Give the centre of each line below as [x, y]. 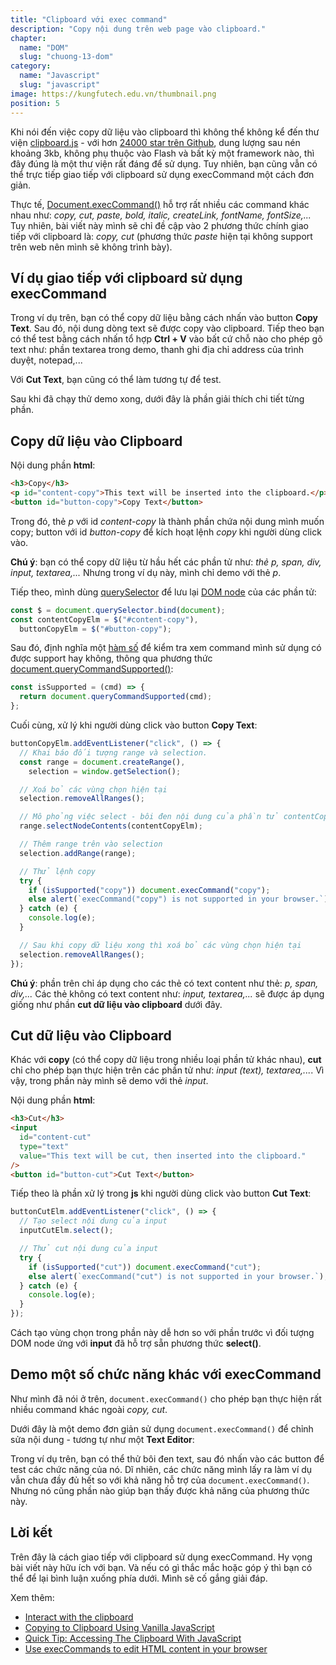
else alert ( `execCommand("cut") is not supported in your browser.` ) [176, 1276]
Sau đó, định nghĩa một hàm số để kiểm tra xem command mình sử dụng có [166, 648]
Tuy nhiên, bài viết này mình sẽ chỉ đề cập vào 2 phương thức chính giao [159, 225]
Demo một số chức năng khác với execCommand [166, 1374]
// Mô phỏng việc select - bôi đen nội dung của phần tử [149, 817]
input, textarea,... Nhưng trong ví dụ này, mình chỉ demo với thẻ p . [146, 572]
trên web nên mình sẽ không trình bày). [91, 247]
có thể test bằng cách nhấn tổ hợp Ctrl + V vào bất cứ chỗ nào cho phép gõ [166, 339]
